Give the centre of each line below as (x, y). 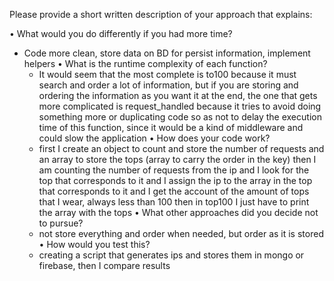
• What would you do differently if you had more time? (121, 33)
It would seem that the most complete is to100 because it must (167, 74)
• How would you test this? (94, 244)
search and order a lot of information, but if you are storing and (168, 85)
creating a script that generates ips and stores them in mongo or (171, 255)
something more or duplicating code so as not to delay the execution (180, 117)
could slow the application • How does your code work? (154, 138)
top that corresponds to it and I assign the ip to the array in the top (175, 180)
